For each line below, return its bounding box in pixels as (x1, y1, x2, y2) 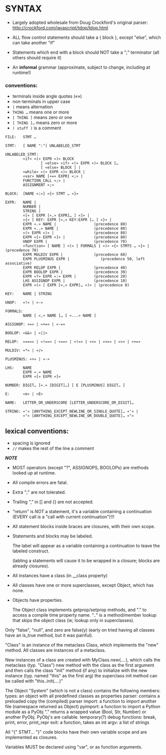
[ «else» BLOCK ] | (40, 165, 81, 170)
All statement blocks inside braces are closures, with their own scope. (12, 524, 156, 530)
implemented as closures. (5, 735, 58, 741)
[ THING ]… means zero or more (12, 120, 77, 126)
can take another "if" (12, 39, 55, 45)
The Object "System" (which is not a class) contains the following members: (5, 688, 161, 694)
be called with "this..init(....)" (5, 678, 63, 684)
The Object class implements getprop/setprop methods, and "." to (12, 607, 147, 613)
